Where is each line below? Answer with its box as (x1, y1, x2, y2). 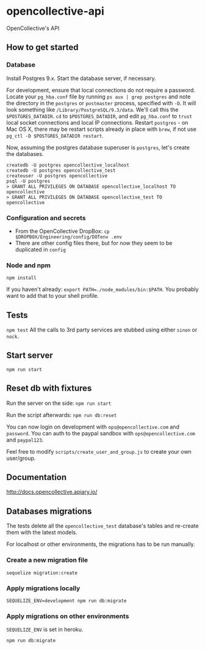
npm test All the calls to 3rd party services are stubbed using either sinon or (6, 326, 198, 334)
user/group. (6, 454, 36, 462)
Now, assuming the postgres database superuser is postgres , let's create (6, 144, 190, 151)
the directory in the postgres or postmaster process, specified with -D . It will (6, 99, 196, 106)
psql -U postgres (6, 178, 51, 184)
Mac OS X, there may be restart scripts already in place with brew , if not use (6, 125, 196, 133)
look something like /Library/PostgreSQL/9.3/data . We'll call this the (6, 106, 179, 113)
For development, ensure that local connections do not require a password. (6, 86, 195, 94)
